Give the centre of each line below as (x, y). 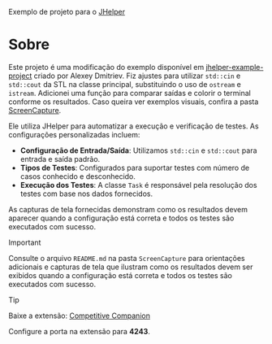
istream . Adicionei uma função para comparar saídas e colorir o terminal (130, 93)
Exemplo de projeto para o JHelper (67, 12)
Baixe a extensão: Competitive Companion (79, 316)
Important (25, 242)
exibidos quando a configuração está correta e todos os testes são (121, 275)
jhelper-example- (235, 67)
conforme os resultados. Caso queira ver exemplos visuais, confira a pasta (134, 102)
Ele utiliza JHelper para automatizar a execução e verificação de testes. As (134, 126)
